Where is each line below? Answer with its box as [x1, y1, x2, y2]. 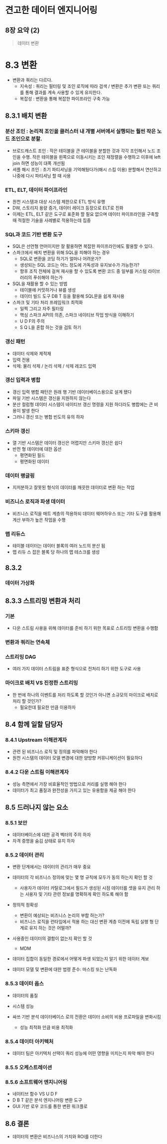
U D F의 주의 [19, 318, 45, 324]
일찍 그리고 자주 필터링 [19, 305, 64, 312]
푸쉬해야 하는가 [33, 275, 63, 281]
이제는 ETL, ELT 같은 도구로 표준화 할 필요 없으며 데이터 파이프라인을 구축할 [12, 211, 159, 217]
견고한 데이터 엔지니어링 [5, 4, 98, 16]
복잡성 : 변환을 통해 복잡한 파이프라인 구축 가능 [19, 95, 110, 101]
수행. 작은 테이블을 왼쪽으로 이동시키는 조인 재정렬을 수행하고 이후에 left [21, 154, 161, 160]
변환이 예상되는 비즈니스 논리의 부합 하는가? [19, 912, 105, 918]
